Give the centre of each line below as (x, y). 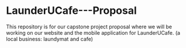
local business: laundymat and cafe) (50, 39)
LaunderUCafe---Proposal (72, 11)
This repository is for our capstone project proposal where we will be (89, 27)
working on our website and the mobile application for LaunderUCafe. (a (93, 32)
